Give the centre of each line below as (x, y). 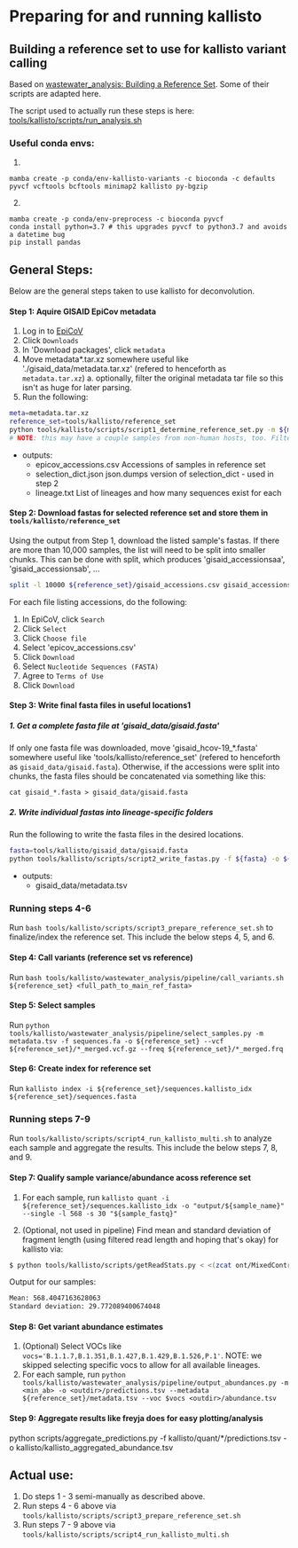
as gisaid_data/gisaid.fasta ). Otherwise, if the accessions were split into (145, 767)
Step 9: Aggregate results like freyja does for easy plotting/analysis (136, 1418)
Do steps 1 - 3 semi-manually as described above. (114, 1497)
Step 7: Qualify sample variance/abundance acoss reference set (130, 1177)
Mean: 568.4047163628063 (55, 1298)
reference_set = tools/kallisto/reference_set (93, 422)
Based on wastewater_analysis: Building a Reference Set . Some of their (139, 84)
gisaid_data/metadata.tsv (81, 885)
